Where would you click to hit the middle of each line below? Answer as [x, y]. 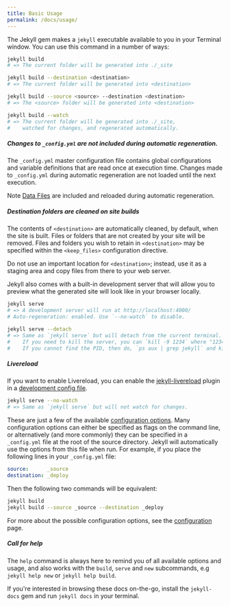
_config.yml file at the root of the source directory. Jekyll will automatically [113, 442]
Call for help [25, 543]
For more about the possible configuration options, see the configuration [110, 520]
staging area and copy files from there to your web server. [89, 271]
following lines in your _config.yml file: [62, 456]
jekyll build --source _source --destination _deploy [86, 507]
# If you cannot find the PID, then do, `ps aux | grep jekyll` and [111, 348]
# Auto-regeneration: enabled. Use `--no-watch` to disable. [96, 317]
